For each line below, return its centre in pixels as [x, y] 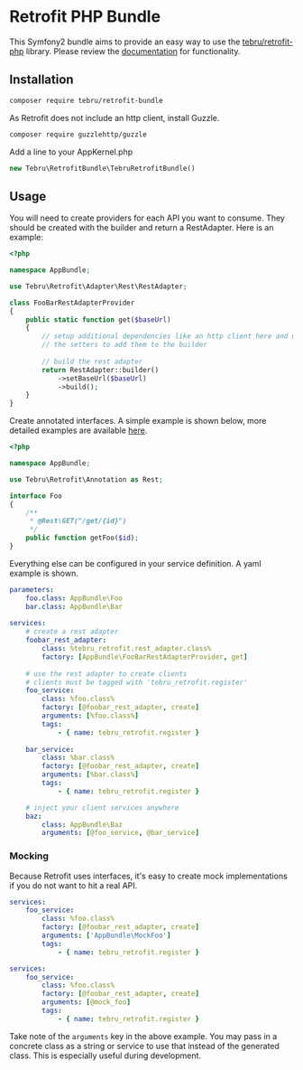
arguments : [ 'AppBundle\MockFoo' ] [106, 936]
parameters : [32, 589]
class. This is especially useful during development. [105, 1056]
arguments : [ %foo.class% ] [91, 716]
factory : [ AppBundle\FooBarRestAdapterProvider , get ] [145, 657]
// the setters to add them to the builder [124, 345]
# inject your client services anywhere [102, 807]
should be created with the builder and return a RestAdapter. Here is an [142, 228]
